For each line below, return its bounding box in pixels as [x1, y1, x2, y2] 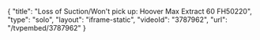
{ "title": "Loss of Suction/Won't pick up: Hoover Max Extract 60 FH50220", [7, 7, 252, 16]
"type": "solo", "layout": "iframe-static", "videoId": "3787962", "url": [7, 15, 228, 24]
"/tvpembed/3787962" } [7, 24, 86, 32]
